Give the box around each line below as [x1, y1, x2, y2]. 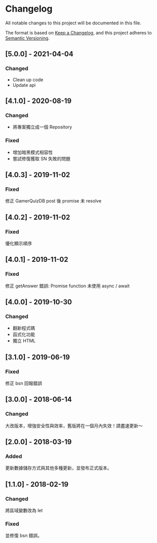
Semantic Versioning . [5, 35, 50, 41]
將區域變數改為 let [5, 507, 43, 514]
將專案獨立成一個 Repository [12, 124, 72, 130]
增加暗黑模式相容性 [12, 149, 53, 155]
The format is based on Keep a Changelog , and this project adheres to [5, 29, 152, 36]
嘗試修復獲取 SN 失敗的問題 [12, 155, 71, 161]
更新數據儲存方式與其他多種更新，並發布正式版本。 [5, 465, 112, 471]
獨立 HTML [12, 338, 36, 344]
